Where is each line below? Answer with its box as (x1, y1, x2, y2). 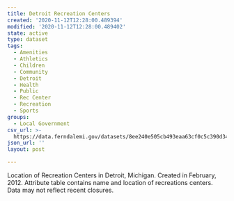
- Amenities (13, 49, 49, 56)
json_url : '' (7, 140, 45, 147)
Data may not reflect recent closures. (7, 186, 114, 194)
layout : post (7, 146, 45, 153)
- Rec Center (13, 95, 52, 102)
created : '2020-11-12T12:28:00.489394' (7, 17, 123, 24)
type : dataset (7, 36, 49, 43)
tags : (7, 42, 23, 49)
